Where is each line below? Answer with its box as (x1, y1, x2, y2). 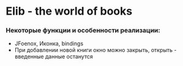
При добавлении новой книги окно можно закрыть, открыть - (14, 46, 177, 54)
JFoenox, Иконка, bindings (14, 40, 84, 47)
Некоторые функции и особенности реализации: (6, 26, 160, 35)
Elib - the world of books (6, 4, 133, 18)
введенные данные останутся (14, 53, 93, 61)
